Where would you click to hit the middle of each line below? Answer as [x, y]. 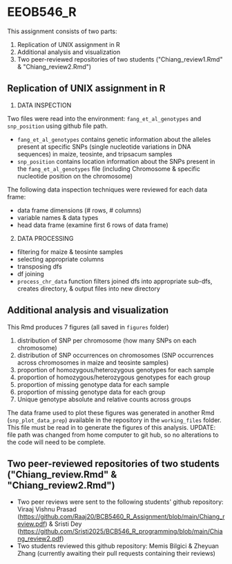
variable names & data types [58, 217]
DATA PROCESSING [45, 238]
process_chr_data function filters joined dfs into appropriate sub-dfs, [115, 281]
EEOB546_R [42, 12]
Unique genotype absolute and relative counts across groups [104, 399]
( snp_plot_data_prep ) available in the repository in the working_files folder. [114, 420]
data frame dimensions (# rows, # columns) [79, 210]
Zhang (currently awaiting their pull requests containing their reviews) [116, 554]
